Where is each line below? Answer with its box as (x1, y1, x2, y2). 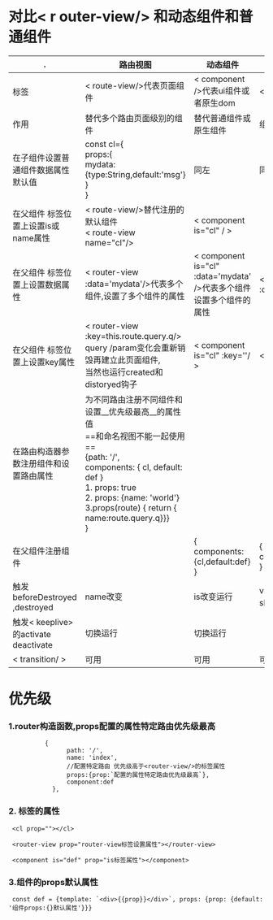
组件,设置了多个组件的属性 (84, 290, 185, 302)
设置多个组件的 (193, 294, 251, 306)
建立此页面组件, (101, 354, 161, 366)
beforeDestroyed (12, 591, 77, 602)
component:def (66, 778, 115, 787)
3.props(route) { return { (84, 501, 177, 513)
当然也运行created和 (84, 367, 164, 378)
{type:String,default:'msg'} (84, 168, 186, 180)
